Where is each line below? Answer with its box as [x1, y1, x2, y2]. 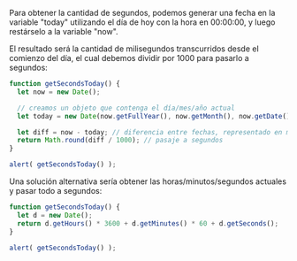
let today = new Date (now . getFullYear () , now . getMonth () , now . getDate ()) [17, 111, 294, 120]
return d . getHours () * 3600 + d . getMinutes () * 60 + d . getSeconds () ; [17, 219, 279, 228]
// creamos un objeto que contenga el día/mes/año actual [17, 104, 236, 112]
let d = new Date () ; [17, 211, 93, 219]
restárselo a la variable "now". [9, 27, 118, 36]
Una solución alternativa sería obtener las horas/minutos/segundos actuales [9, 176, 287, 187]
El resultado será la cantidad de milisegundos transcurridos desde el [9, 43, 259, 54]
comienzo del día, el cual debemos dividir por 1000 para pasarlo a [9, 53, 249, 63]
